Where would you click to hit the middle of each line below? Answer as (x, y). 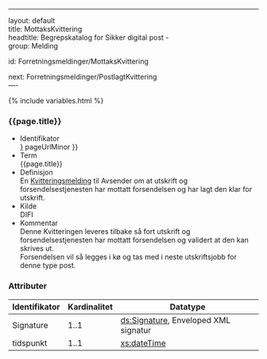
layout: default (32, 20)
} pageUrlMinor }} (49, 147)
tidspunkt (30, 343)
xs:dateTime (143, 343)
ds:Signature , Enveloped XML (176, 320)
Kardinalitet (90, 306)
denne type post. (48, 265)
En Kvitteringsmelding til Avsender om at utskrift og (104, 181)
